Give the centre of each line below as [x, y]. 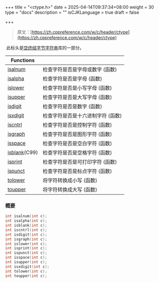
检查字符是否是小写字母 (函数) [77, 88]
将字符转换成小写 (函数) [70, 180]
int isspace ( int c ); [26, 258]
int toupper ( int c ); [26, 276]
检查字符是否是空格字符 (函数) [77, 153]
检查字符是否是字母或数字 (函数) [80, 70]
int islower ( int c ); [26, 244]
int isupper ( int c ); [26, 262]
